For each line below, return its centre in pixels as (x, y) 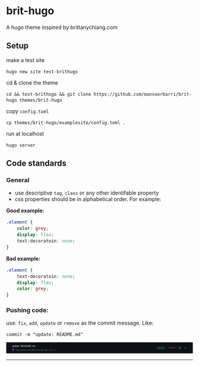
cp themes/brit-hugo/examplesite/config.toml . (66, 122)
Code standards (36, 163)
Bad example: (23, 258)
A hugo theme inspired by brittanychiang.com (62, 27)
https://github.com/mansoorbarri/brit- (143, 94)
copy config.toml (28, 111)
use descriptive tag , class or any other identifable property (87, 193)
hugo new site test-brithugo (42, 72)
